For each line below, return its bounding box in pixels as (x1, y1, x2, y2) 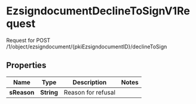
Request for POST (6, 36, 51, 44)
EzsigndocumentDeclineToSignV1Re (6, 4, 190, 18)
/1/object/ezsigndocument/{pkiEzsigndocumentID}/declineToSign (6, 43, 167, 50)
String (39, 88, 59, 96)
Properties (6, 60, 47, 71)
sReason (9, 88, 35, 96)
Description (72, 78, 107, 86)
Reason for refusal (63, 88, 115, 96)
